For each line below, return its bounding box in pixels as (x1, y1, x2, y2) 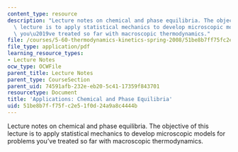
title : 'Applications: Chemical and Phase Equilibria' (7, 96, 173, 103)
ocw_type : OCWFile (7, 63, 62, 70)
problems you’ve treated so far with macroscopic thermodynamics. (7, 136, 204, 145)
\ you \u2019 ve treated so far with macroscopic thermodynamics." (13, 30, 211, 37)
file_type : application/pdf (7, 43, 91, 50)
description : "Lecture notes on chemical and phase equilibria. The (7, 17, 214, 24)
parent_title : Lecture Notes (7, 69, 93, 76)
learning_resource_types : (7, 50, 84, 57)
